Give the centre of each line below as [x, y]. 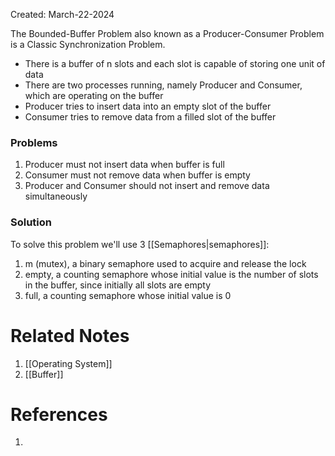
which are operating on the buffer [94, 95]
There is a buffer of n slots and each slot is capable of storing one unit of [175, 63]
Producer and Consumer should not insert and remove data [147, 186]
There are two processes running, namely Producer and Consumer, [163, 85]
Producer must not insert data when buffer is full [124, 165]
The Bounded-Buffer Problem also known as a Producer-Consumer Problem [167, 33]
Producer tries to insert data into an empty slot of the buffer [148, 106]
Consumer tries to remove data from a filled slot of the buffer [150, 117]
